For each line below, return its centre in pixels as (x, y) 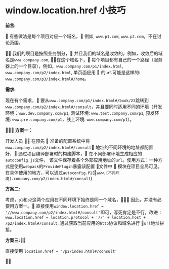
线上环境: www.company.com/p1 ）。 (100, 119)
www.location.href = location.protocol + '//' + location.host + (75, 217)
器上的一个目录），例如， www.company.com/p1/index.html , (64, 66)
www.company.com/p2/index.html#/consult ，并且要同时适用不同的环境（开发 (84, 107)
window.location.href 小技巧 (66, 10)
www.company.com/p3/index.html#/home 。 (47, 79)
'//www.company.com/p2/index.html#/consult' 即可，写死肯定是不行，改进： (84, 212)
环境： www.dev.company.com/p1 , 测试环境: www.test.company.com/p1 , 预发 (80, 113)
